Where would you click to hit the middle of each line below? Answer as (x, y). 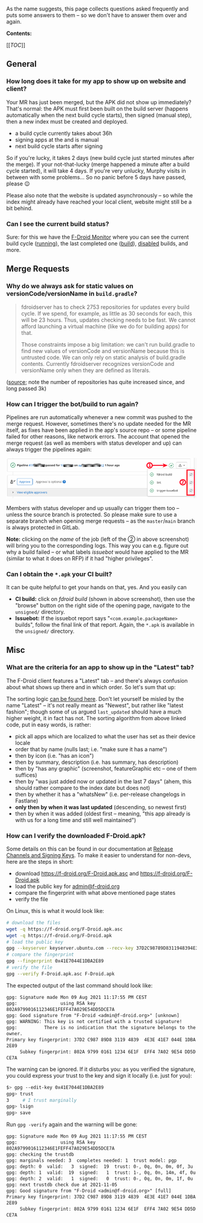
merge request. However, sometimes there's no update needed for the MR (99, 423)
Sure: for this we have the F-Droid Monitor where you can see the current (98, 237)
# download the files (34, 923)
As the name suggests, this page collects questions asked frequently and (98, 9)
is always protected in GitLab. (43, 527)
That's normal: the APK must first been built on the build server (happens (97, 108)
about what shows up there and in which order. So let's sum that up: (91, 687)
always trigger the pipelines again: (49, 449)
